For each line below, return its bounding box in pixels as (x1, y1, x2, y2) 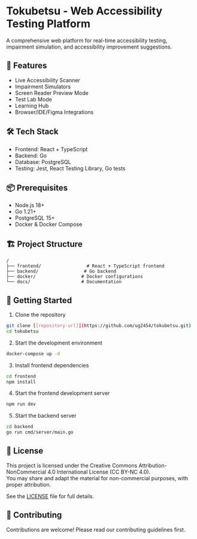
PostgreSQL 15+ (14, 214, 55, 221)
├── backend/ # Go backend (6, 268, 117, 274)
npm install (6, 379, 36, 385)
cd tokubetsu (6, 328, 39, 334)
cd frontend (6, 373, 36, 379)
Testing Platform (6, 17, 91, 31)
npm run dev (6, 401, 36, 408)
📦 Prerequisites (6, 182, 68, 193)
